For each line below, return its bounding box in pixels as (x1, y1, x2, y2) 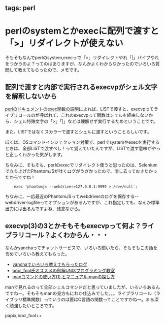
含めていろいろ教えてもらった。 (5, 251, 70, 257)
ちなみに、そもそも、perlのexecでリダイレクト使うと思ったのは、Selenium (5, 162, 158, 168)
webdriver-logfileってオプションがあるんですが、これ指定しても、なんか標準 (5, 199, 160, 206)
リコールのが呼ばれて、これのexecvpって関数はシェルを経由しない (13, 112, 149, 118)
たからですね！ (5, 174, 35, 180)
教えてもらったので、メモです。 (18, 67, 82, 73)
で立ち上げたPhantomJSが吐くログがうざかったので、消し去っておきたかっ (5, 168, 158, 174)
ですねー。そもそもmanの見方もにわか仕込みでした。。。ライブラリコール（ (5, 290, 156, 296)
